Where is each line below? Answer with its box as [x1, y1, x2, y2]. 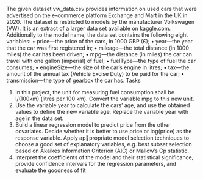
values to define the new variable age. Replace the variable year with [15, 108, 189, 115]
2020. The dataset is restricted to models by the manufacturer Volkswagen [6, 18, 195, 25]
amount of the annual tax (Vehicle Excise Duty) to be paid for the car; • [6, 70, 185, 77]
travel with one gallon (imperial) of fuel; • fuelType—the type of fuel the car [6, 58, 196, 64]
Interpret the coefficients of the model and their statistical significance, [15, 154, 194, 161]
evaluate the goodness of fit [15, 167, 87, 174]
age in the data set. [15, 114, 64, 122]
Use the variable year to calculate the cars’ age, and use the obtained [15, 102, 190, 109]
